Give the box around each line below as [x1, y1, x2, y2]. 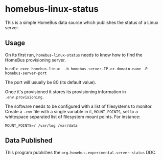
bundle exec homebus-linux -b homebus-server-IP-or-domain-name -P [5, 66, 148, 71]
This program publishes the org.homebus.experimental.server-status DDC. [5, 149, 157, 155]
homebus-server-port [5, 71, 47, 76]
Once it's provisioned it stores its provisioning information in [5, 89, 126, 95]
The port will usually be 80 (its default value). [5, 79, 96, 85]
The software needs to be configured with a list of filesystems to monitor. [5, 103, 153, 109]
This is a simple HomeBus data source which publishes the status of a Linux [5, 20, 159, 25]
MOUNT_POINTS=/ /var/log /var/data [5, 123, 78, 128]
